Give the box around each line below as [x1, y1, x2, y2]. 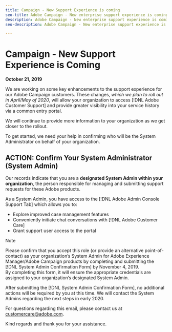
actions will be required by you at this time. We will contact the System [5, 290, 155, 296]
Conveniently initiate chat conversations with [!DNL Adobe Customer [12, 217, 158, 223]
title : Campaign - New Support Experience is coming [5, 7, 120, 13]
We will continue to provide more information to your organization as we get [5, 118, 165, 124]
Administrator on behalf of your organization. [5, 139, 100, 145]
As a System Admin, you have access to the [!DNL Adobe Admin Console [5, 196, 160, 202]
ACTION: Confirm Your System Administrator [5, 153, 153, 162]
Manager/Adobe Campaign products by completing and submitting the [5, 258, 155, 264]
